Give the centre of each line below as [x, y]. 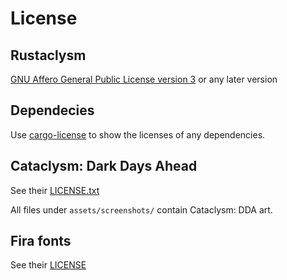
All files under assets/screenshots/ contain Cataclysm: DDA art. [141, 209]
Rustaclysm [48, 55]
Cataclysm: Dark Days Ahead [104, 166]
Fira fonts [41, 241]
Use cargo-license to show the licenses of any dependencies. [138, 134]
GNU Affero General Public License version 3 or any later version [144, 79]
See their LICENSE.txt [55, 190]
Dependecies [52, 110]
